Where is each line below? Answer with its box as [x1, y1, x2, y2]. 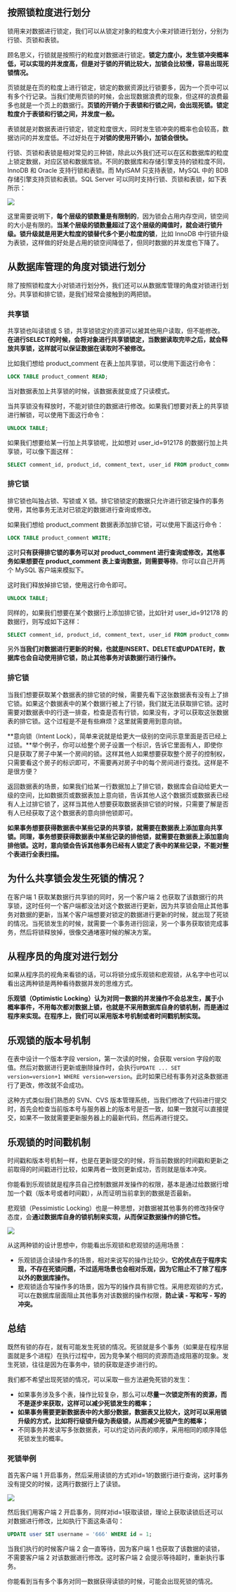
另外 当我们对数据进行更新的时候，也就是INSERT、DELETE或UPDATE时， [7, 644, 219, 654]
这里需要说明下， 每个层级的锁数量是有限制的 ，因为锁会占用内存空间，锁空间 [7, 212, 229, 220]
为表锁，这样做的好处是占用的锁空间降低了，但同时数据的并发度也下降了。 [7, 238, 223, 247]
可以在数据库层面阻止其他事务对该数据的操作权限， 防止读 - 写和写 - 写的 [17, 1291, 227, 1299]
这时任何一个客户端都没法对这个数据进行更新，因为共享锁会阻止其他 [25, 901, 223, 910]
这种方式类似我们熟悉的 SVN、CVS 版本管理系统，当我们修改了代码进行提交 [7, 1096, 227, 1105]
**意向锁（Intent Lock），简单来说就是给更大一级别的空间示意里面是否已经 [7, 732, 221, 740]
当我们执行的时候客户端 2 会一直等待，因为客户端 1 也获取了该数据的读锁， [7, 1545, 223, 1553]
